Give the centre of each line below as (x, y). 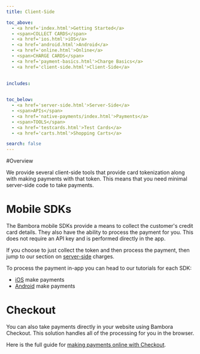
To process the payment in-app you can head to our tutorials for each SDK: (99, 268)
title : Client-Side (31, 12)
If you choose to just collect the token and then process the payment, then (98, 250)
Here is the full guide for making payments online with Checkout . (86, 345)
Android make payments (45, 286)
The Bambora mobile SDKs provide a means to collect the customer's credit (100, 226)
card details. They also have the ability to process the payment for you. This (100, 232)
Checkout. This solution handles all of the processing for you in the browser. (100, 333)
